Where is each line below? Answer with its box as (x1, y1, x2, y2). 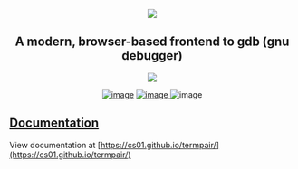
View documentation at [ (9, 139, 101, 150)
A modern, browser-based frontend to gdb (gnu (14, 34, 290, 50)
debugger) (121, 48, 183, 63)
